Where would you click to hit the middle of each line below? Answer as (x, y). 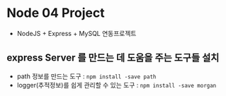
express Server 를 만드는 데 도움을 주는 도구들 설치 (113, 58)
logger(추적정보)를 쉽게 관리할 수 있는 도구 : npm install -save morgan (117, 85)
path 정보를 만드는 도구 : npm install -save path (86, 76)
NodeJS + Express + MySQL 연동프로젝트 (77, 33)
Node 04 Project (56, 13)
